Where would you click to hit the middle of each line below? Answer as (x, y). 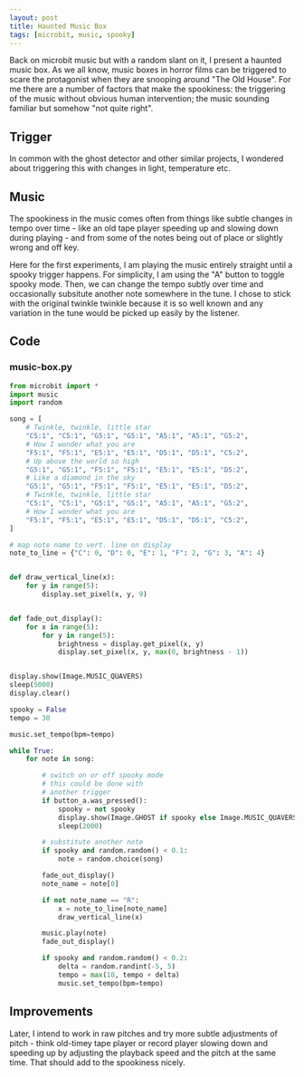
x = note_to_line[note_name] (113, 909)
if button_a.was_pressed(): (95, 801)
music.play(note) (74, 933)
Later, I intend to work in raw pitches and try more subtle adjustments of (144, 1034)
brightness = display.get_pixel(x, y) (131, 643)
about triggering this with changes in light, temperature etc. (120, 168)
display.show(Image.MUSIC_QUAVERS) (76, 677)
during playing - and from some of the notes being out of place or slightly (146, 238)
